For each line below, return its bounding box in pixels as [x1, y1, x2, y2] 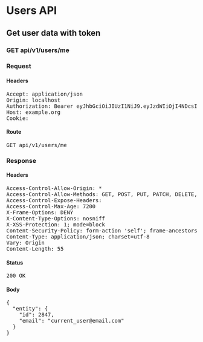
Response [6, 156, 36, 165]
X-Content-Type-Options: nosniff [6, 215, 106, 222]
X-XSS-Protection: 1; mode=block [6, 221, 106, 228]
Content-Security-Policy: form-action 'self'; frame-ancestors [6, 227, 198, 234]
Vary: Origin [6, 239, 45, 246]
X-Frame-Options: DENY [6, 209, 74, 215]
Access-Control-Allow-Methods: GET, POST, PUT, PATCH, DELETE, [6, 191, 198, 197]
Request [6, 62, 31, 70]
